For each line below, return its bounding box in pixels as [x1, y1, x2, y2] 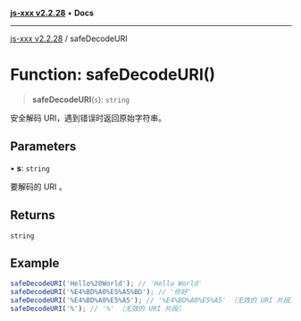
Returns [10, 207, 56, 223]
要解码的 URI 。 [10, 181, 68, 191]
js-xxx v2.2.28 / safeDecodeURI [10, 33, 128, 44]
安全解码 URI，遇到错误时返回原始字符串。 [10, 112, 167, 123]
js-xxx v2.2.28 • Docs [10, 8, 95, 18]
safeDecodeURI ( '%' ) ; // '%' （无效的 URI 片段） [10, 304, 186, 313]
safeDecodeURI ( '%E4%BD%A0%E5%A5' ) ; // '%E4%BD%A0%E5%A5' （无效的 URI [10, 296, 273, 305]
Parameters [10, 139, 77, 155]
